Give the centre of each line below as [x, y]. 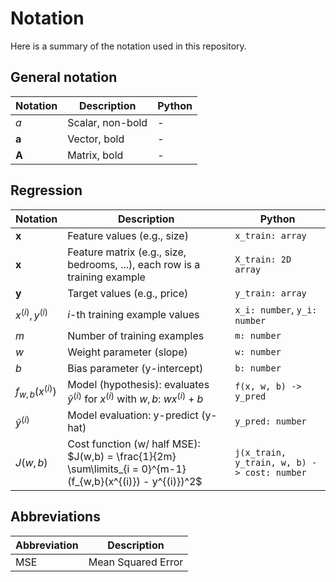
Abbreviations [55, 517]
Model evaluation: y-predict [133, 415]
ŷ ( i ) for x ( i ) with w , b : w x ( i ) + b [135, 398]
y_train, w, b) [270, 462]
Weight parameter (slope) [127, 352]
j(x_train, [260, 452]
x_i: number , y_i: [276, 309]
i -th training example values [133, 314]
